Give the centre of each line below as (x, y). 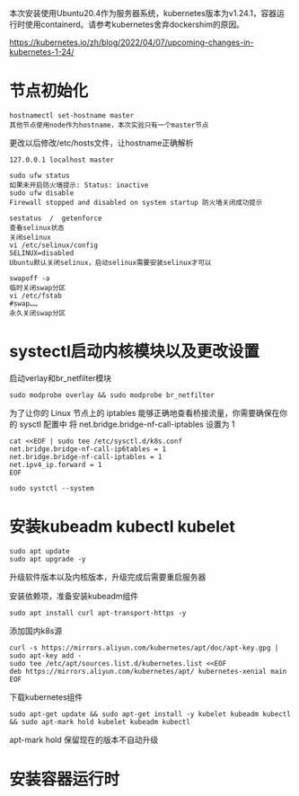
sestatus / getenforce (56, 218)
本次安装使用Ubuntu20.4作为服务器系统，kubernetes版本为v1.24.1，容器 (143, 13)
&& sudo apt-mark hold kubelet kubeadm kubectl (100, 721)
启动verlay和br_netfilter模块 (61, 378)
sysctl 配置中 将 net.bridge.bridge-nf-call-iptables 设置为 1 (127, 424)
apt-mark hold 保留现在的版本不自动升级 (84, 739)
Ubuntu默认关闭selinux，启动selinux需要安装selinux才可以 (110, 262)
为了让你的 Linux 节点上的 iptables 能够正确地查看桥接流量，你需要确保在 (145, 412)
